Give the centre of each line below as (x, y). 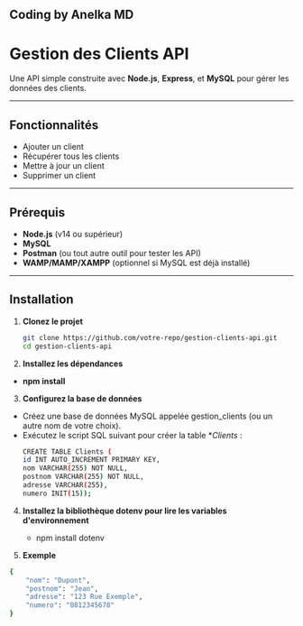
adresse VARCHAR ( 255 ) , (65, 485)
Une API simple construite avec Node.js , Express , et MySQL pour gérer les (149, 78)
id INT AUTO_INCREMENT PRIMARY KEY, (91, 460)
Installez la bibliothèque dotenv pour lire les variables (124, 511)
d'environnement (55, 520)
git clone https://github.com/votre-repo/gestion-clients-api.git (150, 337)
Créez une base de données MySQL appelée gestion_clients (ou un (147, 416)
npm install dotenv (70, 538)
